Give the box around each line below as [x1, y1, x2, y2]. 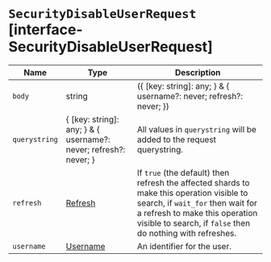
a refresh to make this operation [136, 207, 258, 218]
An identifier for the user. [136, 240, 232, 252]
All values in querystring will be [136, 123, 256, 135]
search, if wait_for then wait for [136, 197, 258, 208]
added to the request [136, 134, 216, 145]
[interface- [8, 21, 83, 39]
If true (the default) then [136, 167, 230, 178]
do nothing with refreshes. [136, 227, 237, 239]
